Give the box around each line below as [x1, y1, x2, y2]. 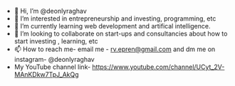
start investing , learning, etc [14, 37, 98, 45]
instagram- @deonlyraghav [14, 55, 95, 63]
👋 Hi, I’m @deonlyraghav [14, 7, 87, 15]
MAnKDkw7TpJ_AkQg [14, 70, 80, 78]
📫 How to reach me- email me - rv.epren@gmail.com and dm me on [14, 45, 216, 53]
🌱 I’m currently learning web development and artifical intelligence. [14, 22, 211, 30]
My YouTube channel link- [14, 63, 91, 71]
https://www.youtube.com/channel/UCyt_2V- [92, 63, 225, 71]
